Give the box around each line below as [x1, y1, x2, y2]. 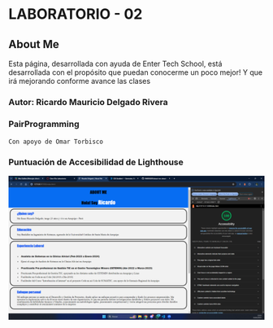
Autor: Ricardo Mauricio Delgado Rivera [8, 96, 168, 107]
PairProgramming [8, 118, 80, 129]
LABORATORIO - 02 [8, 5, 143, 24]
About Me [8, 37, 59, 51]
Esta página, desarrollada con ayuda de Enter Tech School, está [8, 59, 223, 68]
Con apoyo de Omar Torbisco [8, 138, 104, 147]
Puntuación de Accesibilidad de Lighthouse [8, 156, 184, 168]
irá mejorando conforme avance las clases [8, 77, 151, 85]
